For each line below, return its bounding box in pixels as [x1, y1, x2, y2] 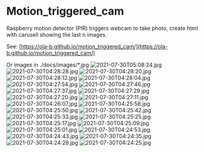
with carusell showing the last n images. [6, 31, 107, 38]
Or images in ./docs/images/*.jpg [6, 61, 89, 68]
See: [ [6, 43, 21, 50]
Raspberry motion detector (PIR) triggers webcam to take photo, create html [6, 24, 199, 32]
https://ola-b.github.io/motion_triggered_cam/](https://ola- [21, 43, 168, 50]
